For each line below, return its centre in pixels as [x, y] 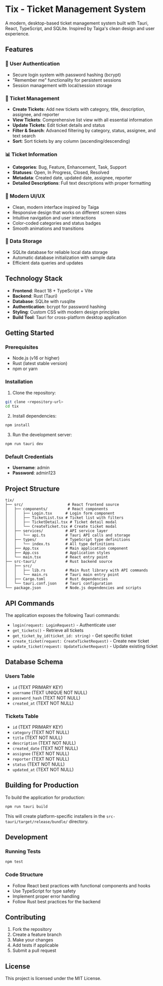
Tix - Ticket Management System [76, 9]
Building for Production [42, 785]
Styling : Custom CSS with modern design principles [66, 312]
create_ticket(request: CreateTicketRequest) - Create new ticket [81, 641]
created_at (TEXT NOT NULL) [43, 703]
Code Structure [24, 875]
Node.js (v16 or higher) [36, 358]
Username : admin [31, 468]
